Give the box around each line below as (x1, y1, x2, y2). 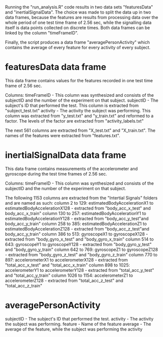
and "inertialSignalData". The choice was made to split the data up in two (5, 9, 151, 15)
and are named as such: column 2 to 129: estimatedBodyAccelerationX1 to (5, 200, 154, 206)
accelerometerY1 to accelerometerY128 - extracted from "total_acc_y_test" (5, 267, 154, 273)
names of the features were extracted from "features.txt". (5, 132, 120, 138)
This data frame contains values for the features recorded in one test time (5, 77, 153, 83)
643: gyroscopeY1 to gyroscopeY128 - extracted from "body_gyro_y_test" (5, 241, 152, 247)
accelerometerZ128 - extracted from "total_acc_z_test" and (5, 277, 123, 284)
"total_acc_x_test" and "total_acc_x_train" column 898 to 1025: (5, 262, 130, 268)
